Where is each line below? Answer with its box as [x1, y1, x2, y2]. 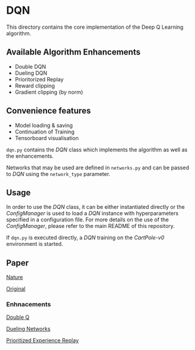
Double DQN [14, 63, 46, 70]
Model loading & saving [14, 121, 73, 129]
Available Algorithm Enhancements [6, 47, 141, 57]
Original [6, 285, 26, 293]
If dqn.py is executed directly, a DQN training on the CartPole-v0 [6, 234, 164, 241]
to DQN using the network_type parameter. [6, 170, 111, 177]
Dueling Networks [6, 325, 51, 333]
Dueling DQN [14, 69, 48, 77]
